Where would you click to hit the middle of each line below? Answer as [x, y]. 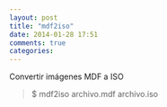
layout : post [34, 18]
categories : [31, 51]
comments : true [38, 43]
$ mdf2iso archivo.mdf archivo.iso [95, 94]
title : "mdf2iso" [42, 26]
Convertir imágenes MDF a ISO [66, 76]
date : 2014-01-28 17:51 [54, 34]
